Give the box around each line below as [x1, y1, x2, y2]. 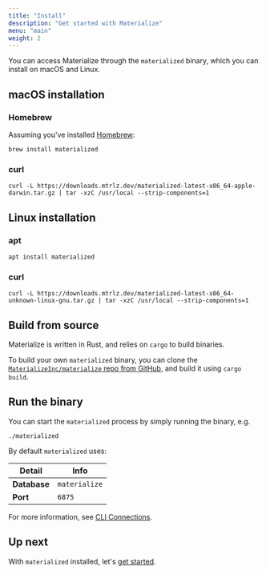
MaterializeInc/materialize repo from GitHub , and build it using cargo [8, 363, 242, 373]
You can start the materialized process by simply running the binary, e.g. [8, 416, 251, 426]
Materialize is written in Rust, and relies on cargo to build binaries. [8, 339, 225, 349]
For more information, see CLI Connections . [8, 512, 153, 521]
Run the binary [8, 395, 83, 409]
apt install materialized [8, 253, 95, 261]
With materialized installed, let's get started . [8, 556, 156, 566]
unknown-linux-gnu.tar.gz [8, 297, 95, 305]
